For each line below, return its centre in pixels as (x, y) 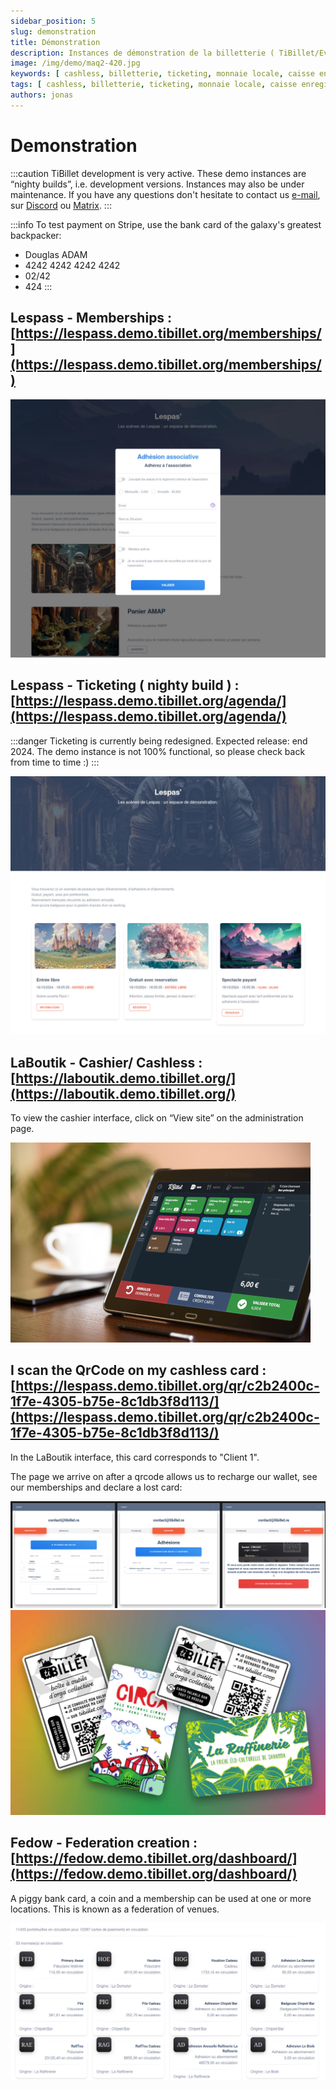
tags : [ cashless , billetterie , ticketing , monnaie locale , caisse (154, 85)
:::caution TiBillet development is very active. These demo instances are (158, 173)
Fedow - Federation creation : (104, 1843)
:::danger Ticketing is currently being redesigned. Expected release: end (159, 741)
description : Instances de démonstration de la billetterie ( (142, 53)
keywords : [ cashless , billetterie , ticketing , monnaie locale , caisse (162, 74)
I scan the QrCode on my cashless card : (138, 1370)
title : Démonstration (55, 42)
